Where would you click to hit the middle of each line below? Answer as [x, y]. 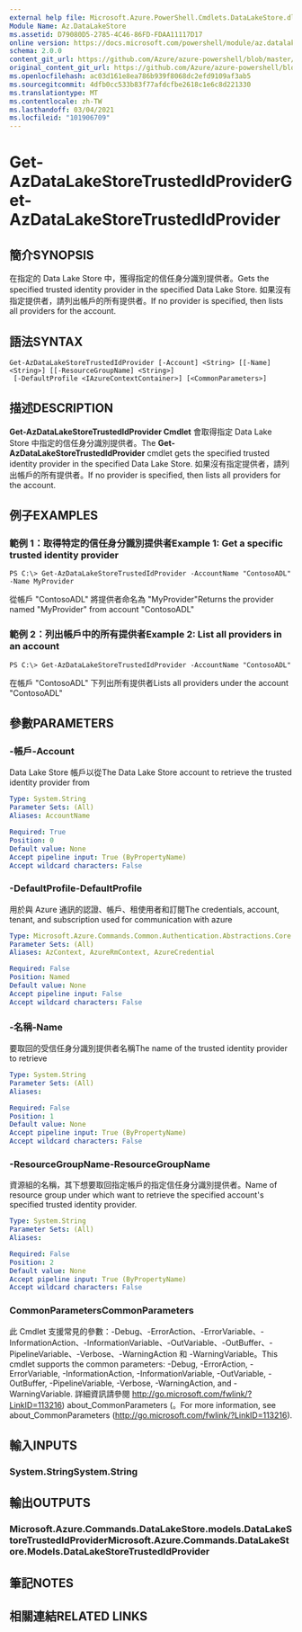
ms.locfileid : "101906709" [60, 118]
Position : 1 [31, 1116]
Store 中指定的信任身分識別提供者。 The [83, 442]
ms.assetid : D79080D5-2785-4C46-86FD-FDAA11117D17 [106, 34]
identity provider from [49, 782]
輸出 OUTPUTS [50, 1503]
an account [35, 647]
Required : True [38, 833]
